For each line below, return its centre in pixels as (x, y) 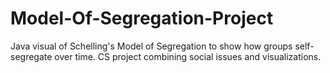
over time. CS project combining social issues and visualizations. (188, 56)
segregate (31, 56)
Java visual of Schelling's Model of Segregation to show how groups (151, 46)
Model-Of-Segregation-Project (142, 18)
